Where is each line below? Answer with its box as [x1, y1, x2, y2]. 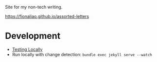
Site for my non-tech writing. [5, 4, 63, 10]
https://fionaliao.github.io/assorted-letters [5, 14, 89, 19]
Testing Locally [12, 46, 43, 52]
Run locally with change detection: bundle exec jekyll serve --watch [12, 51, 152, 57]
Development [5, 31, 61, 42]
